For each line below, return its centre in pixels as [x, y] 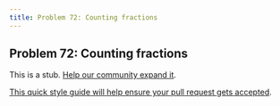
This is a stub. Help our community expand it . [93, 75]
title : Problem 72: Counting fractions [84, 17]
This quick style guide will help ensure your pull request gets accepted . [141, 92]
